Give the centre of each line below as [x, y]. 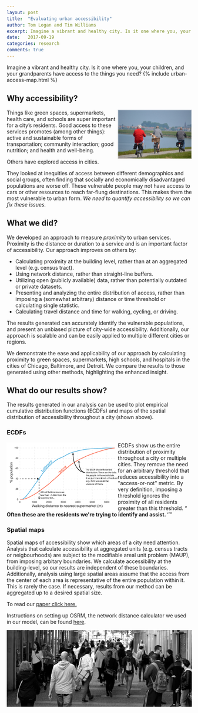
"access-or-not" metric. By [151, 483]
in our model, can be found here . [46, 622]
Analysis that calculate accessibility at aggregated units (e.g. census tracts [97, 548]
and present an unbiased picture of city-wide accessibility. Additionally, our [98, 329]
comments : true [25, 50]
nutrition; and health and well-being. [51, 150]
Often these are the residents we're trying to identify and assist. [86, 514]
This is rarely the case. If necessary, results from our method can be [89, 586]
